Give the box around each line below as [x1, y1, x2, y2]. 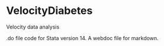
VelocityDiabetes [6, 4, 93, 17]
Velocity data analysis [6, 23, 60, 30]
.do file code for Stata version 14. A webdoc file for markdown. [6, 34, 159, 41]
